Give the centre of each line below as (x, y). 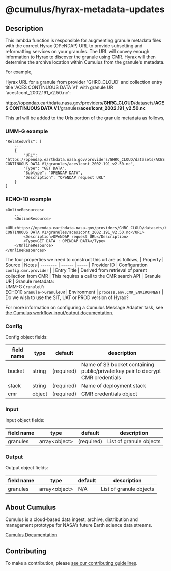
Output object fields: (27, 468)
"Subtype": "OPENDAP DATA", (53, 173)
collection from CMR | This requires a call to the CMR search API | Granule (83, 276)
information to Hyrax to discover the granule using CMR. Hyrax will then (81, 57)
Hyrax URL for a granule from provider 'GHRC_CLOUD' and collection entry (84, 82)
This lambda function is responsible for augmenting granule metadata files (83, 40)
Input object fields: (25, 420)
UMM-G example (27, 131)
